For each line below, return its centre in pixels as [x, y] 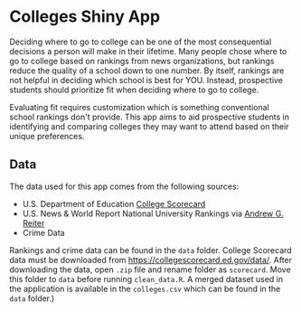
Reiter [33, 222]
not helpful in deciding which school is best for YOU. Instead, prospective [146, 80]
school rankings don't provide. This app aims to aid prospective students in [149, 117]
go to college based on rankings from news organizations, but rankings [142, 61]
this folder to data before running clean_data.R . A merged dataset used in [146, 279]
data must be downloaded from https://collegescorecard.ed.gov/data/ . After [150, 260]
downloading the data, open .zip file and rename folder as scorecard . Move [150, 269]
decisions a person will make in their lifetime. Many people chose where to [148, 51]
